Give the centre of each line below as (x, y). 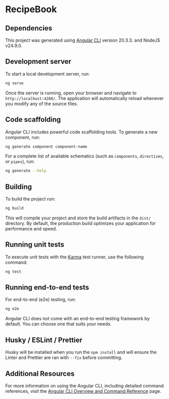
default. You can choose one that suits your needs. (58, 324)
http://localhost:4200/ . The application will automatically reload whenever (84, 98)
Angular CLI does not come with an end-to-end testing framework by (77, 319)
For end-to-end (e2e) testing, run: (41, 300)
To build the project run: (30, 199)
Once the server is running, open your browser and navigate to (71, 93)
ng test (13, 272)
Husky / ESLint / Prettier (44, 340)
